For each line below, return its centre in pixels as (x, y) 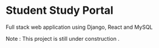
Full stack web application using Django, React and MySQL (79, 27)
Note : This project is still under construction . (63, 38)
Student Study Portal (59, 10)
